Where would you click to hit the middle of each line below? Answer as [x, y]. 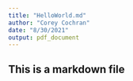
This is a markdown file [66, 69]
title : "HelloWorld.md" [47, 15]
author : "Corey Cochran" [49, 23]
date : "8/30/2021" [38, 30]
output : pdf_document [44, 37]
